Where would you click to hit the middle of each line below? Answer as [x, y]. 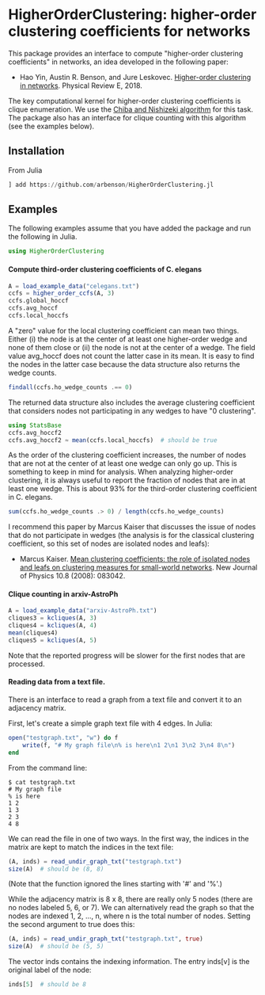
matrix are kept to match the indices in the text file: [91, 847]
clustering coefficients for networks [129, 31]
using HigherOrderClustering [56, 251]
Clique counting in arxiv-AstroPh [63, 594]
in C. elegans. [30, 497]
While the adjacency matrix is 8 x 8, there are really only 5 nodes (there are [131, 899]
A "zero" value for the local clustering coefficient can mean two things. [124, 330]
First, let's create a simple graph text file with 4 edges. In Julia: [110, 723]
